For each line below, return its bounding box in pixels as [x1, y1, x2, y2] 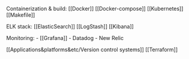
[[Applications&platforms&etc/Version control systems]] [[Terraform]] [6, 46, 178, 53]
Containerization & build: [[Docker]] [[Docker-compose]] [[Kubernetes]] [6, 5, 184, 12]
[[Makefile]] [6, 11, 35, 18]
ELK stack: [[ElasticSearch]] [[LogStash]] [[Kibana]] [6, 23, 134, 30]
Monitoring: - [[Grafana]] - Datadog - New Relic [6, 35, 124, 41]
